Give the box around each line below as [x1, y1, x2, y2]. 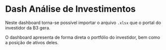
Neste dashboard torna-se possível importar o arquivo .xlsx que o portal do [5, 20, 162, 25]
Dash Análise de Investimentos [5, 3, 136, 15]
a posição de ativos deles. [5, 39, 59, 45]
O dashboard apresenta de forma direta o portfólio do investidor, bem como [5, 34, 161, 40]
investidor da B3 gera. [5, 25, 51, 30]
